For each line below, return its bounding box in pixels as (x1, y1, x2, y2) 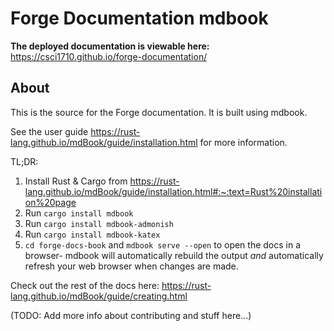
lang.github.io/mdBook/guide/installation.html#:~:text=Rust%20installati (24, 185, 323, 197)
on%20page (24, 196, 77, 208)
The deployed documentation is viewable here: (10, 40, 210, 52)
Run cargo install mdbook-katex (24, 228, 161, 240)
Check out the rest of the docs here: (10, 279, 160, 291)
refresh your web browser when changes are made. (24, 260, 239, 272)
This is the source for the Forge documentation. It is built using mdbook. (10, 106, 308, 118)
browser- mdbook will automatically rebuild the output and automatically (24, 249, 324, 261)
